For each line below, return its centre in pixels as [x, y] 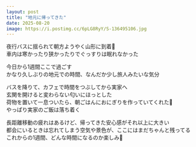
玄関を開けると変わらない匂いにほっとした [59, 95]
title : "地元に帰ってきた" [36, 17]
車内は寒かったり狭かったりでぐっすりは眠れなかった [72, 54]
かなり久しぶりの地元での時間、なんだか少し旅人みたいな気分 [83, 74]
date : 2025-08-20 [28, 23]
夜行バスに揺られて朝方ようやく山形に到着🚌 [61, 46]
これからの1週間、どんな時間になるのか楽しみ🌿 [65, 138]
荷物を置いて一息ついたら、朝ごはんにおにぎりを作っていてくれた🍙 [90, 102]
